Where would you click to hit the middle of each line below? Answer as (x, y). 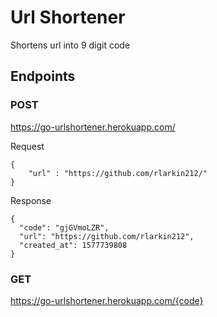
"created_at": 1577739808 (73, 245)
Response (31, 200)
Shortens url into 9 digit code (70, 45)
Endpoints (43, 76)
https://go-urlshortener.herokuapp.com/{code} (107, 300)
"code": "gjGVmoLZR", (64, 227)
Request (27, 146)
